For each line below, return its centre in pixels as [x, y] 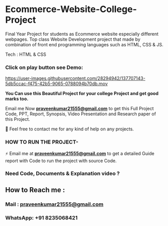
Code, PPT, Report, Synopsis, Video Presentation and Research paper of [81, 114]
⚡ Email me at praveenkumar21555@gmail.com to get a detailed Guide [80, 153]
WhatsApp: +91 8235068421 [41, 217]
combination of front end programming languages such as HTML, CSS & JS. [85, 44]
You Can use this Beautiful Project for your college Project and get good [82, 94]
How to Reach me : [35, 190]
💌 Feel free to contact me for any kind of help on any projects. [70, 129]
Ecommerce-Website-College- [71, 9]
